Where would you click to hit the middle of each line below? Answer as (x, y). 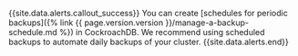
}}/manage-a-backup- (207, 23)
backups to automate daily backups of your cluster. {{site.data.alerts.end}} (149, 42)
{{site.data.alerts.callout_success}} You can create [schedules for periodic (148, 13)
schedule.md (33, 32)
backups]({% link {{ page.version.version (86, 23)
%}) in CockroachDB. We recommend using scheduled (162, 32)
